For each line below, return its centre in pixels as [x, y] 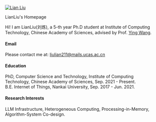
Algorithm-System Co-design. [35, 114]
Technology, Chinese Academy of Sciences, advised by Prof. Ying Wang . [78, 32]
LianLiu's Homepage [26, 17]
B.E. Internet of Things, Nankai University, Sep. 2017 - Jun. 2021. [70, 87]
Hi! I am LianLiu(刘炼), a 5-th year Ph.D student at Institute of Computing [78, 27]
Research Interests [25, 98]
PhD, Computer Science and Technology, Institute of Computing [69, 77]
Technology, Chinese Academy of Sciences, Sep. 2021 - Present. [70, 82]
